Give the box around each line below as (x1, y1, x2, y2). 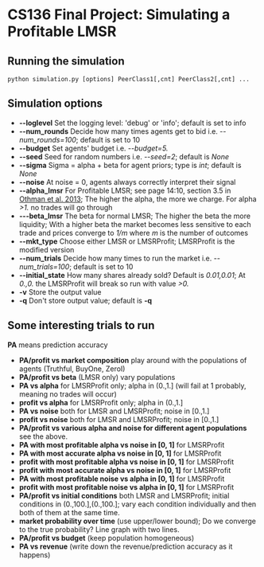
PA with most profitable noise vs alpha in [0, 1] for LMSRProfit (18, 474, 225, 483)
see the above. (18, 432, 68, 441)
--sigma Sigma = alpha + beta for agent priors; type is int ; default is (18, 160, 242, 170)
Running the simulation (7, 54, 125, 68)
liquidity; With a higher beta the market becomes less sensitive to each (18, 219, 251, 229)
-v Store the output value (18, 287, 102, 296)
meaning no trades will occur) (18, 389, 117, 399)
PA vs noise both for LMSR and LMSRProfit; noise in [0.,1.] (18, 406, 210, 416)
